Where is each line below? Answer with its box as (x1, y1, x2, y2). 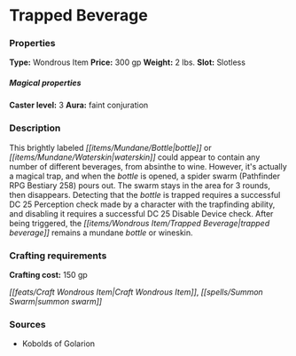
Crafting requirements (9, 249, 107, 262)
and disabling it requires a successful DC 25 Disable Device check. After (9, 208, 274, 218)
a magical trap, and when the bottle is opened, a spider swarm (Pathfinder (9, 170, 281, 181)
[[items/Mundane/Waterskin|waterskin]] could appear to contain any (9, 152, 261, 162)
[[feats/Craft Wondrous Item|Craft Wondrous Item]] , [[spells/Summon (9, 287, 263, 297)
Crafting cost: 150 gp (9, 270, 89, 281)
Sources (9, 318, 46, 330)
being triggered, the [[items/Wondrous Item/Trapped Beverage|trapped (9, 218, 270, 228)
